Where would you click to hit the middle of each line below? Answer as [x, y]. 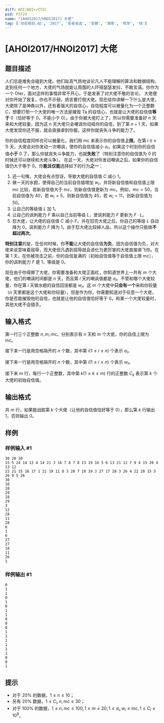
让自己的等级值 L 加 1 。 [35, 209]
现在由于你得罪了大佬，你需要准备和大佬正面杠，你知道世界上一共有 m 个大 [81, 272]
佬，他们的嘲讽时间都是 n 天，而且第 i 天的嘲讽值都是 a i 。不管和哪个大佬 [78, 279]
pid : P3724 [16, 14]
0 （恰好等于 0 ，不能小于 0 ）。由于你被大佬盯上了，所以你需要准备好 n [81, 118]
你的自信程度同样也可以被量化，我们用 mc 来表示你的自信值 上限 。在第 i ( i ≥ [81, 140]
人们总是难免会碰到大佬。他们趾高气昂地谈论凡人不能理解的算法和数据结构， [82, 81]
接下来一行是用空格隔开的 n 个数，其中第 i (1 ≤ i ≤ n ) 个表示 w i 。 [69, 362]
